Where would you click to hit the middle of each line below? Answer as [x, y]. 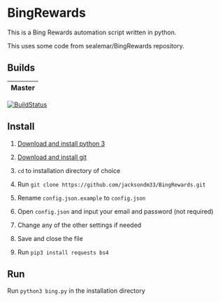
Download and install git [52, 157]
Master [23, 88]
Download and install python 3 [61, 143]
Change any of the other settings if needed [79, 225]
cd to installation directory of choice [69, 170]
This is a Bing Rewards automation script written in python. [92, 32]
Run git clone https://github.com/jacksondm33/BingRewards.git [111, 184]
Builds [21, 68]
